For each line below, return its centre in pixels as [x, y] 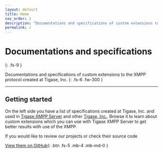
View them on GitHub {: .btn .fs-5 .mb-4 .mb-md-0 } [57, 145]
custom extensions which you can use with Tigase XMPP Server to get [76, 121]
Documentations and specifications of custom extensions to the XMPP [76, 75]
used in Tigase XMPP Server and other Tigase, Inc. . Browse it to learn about [81, 116]
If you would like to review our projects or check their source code [71, 136]
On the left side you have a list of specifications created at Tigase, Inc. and [80, 111]
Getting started [29, 99]
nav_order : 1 [18, 18]
